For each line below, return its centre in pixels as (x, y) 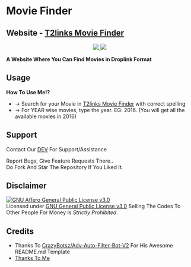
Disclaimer (26, 186)
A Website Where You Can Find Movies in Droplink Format (79, 59)
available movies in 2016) (46, 116)
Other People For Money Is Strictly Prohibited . (62, 212)
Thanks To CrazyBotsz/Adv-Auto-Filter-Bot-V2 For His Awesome (94, 246)
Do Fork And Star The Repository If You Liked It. (65, 167)
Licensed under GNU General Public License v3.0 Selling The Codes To (93, 206)
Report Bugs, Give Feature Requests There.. (60, 161)
